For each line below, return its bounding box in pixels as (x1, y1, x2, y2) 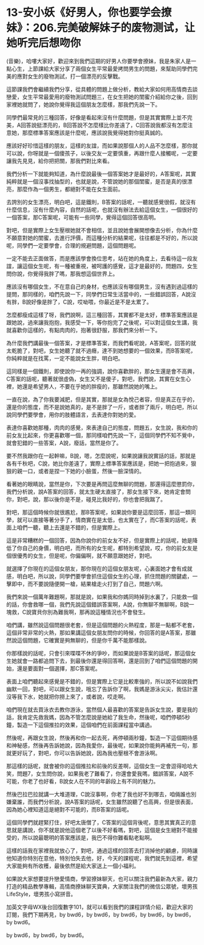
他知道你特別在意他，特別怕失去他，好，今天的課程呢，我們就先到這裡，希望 (6, 854, 198, 861)
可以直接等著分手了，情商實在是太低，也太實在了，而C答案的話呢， (22, 516, 191, 523)
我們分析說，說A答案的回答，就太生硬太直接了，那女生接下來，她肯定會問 (6, 488, 191, 495)
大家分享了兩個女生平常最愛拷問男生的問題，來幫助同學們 (48, 65, 192, 72)
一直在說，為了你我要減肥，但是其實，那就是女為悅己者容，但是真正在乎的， (6, 396, 198, 403)
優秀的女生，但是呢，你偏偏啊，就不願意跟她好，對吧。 (16, 552, 155, 559)
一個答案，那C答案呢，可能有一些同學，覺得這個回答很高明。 (6, 213, 160, 221)
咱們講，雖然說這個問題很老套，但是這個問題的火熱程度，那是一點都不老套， (6, 621, 198, 629)
